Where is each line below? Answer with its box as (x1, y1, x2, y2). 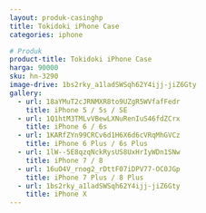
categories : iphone (9, 30, 83, 39)
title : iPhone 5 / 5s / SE (25, 105, 128, 114)
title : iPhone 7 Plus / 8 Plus (25, 173, 144, 182)
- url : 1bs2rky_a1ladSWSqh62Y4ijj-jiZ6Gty (17, 181, 181, 190)
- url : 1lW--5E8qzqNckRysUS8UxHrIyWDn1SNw (17, 148, 181, 157)
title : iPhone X (25, 189, 88, 199)
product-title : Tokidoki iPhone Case (9, 55, 152, 64)
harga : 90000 (9, 63, 59, 73)
